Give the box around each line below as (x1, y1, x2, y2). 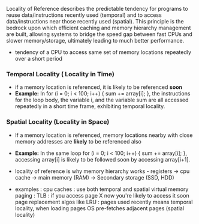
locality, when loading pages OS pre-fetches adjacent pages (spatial (14, 204, 185, 212)
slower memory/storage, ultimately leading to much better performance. (6, 37, 185, 44)
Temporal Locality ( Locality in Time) (6, 70, 115, 78)
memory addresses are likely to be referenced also (14, 138, 142, 145)
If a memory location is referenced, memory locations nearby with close (14, 132, 193, 139)
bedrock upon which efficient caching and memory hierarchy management (6, 24, 191, 31)
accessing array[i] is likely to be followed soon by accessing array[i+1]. (14, 156, 191, 163)
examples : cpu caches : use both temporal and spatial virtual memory (14, 186, 189, 193)
